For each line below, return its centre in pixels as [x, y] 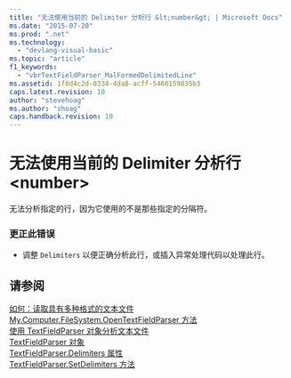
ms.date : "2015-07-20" [51, 26]
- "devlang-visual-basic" [65, 51]
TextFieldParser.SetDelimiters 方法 [72, 365]
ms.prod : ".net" [39, 34]
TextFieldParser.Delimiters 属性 [66, 353]
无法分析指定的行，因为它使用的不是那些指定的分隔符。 [110, 209]
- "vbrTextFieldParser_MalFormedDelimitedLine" [107, 76]
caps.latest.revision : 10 [57, 92]
